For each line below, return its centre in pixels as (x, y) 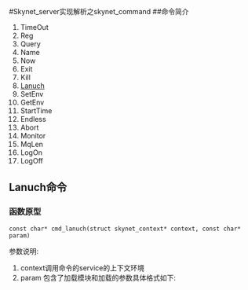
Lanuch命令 (38, 187)
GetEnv (32, 102)
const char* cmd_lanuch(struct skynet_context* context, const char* (125, 229)
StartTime (36, 111)
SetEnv (32, 94)
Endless (33, 119)
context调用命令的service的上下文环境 (82, 268)
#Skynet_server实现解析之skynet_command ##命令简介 (99, 11)
